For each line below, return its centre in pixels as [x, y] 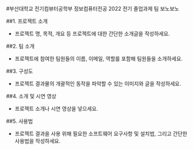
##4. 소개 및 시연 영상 [31, 96]
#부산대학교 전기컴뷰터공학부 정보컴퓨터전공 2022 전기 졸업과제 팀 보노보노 [93, 9]
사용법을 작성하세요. [37, 141]
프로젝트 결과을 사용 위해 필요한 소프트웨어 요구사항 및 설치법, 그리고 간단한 [101, 134]
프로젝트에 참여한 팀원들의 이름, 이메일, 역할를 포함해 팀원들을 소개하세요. [99, 59]
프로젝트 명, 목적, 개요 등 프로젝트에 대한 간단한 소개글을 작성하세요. [92, 34]
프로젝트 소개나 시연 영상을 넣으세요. [56, 109]
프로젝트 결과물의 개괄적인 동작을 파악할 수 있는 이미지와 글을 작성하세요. [98, 84]
